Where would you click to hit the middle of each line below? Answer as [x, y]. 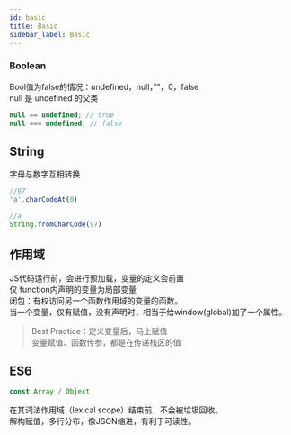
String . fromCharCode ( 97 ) [56, 224]
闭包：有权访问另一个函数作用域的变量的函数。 [96, 300]
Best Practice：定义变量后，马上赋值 [99, 331]
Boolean [28, 66]
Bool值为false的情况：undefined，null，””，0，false [104, 86]
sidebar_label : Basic [50, 34]
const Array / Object [50, 392]
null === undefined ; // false [66, 123]
